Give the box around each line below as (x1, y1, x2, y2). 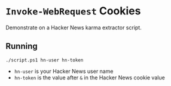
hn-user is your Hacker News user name (14, 67, 114, 75)
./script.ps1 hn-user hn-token (5, 57, 84, 63)
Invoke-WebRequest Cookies (5, 4, 141, 18)
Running (5, 41, 38, 51)
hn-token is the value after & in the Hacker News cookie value (14, 73, 165, 81)
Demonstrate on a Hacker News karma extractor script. (5, 24, 142, 31)
